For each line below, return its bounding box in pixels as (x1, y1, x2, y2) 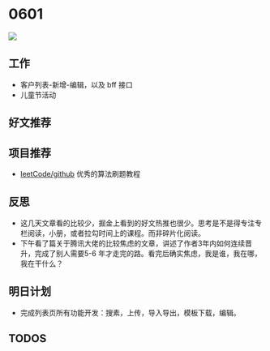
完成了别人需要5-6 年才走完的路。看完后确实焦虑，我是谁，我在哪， (34, 248, 262, 258)
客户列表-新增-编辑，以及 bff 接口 (19, 79, 133, 89)
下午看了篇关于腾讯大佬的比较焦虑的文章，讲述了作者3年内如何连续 (19, 238, 246, 248)
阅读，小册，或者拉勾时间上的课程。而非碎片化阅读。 (27, 228, 205, 238)
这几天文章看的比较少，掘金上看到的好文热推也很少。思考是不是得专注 (19, 218, 255, 228)
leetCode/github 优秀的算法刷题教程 (19, 169, 141, 178)
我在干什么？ (19, 259, 63, 268)
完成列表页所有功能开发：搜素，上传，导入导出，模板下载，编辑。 (19, 307, 241, 317)
